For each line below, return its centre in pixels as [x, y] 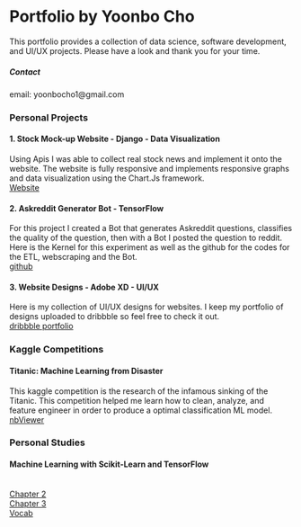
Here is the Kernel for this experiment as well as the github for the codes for [150, 247]
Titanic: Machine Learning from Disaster [86, 371]
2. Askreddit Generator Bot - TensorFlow [87, 208]
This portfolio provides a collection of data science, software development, [148, 41]
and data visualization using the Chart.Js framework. [107, 178]
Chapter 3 [28, 503]
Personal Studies [47, 442]
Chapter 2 [28, 494]
